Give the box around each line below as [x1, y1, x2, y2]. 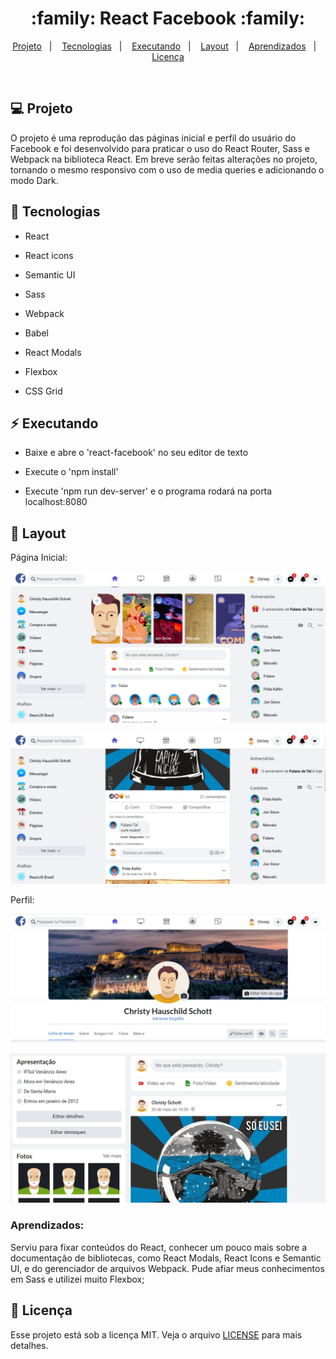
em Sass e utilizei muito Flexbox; [10, 1273, 145, 1285]
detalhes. [10, 1339, 49, 1351]
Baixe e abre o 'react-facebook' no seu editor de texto [24, 447, 249, 459]
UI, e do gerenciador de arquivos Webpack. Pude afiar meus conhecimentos [10, 1262, 325, 1274]
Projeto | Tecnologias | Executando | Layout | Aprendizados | [12, 40, 317, 52]
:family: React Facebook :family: [30, 7, 306, 30]
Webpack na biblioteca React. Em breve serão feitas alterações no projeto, [10, 153, 318, 165]
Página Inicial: [10, 552, 68, 564]
